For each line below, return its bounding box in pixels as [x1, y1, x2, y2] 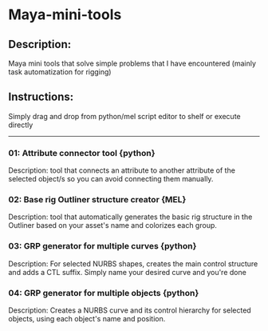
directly [8, 120, 33, 130]
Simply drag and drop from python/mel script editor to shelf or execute [8, 111, 241, 121]
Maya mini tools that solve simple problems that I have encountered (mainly [8, 58, 257, 68]
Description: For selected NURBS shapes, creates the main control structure [8, 258, 258, 269]
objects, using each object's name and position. [8, 314, 166, 323]
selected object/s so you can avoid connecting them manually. [8, 174, 214, 184]
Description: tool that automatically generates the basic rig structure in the [8, 212, 253, 221]
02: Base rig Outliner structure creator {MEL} [8, 194, 187, 205]
